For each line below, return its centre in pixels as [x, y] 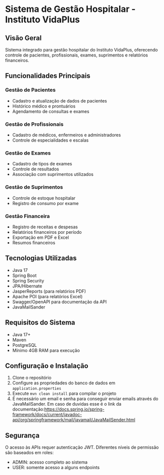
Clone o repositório [32, 378]
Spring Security [28, 280]
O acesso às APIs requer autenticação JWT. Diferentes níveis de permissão [82, 447]
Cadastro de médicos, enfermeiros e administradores [66, 135]
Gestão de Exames [28, 153]
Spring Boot [24, 275]
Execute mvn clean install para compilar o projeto [64, 394]
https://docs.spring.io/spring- [74, 409]
